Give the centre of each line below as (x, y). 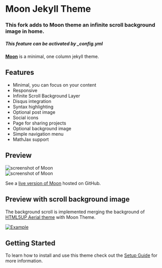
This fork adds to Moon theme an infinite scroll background (80, 25)
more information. (24, 261)
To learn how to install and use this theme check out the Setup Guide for (81, 255)
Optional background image (42, 128)
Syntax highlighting (33, 107)
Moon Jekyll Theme (48, 9)
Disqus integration (32, 101)
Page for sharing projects (39, 123)
